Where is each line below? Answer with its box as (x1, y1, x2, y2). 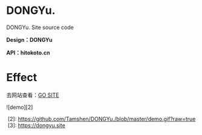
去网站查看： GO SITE (6, 91, 59, 99)
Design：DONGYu (6, 36, 53, 43)
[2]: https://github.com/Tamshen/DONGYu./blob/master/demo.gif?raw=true (7, 115, 196, 122)
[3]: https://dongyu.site (7, 122, 65, 129)
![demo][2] (6, 104, 33, 111)
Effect (6, 71, 37, 85)
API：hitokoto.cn (6, 49, 50, 56)
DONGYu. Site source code (6, 24, 74, 31)
